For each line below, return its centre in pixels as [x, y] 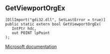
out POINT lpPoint [31, 33]
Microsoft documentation [31, 46]
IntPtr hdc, [24, 28]
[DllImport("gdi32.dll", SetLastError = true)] [55, 19]
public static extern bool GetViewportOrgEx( [53, 24]
